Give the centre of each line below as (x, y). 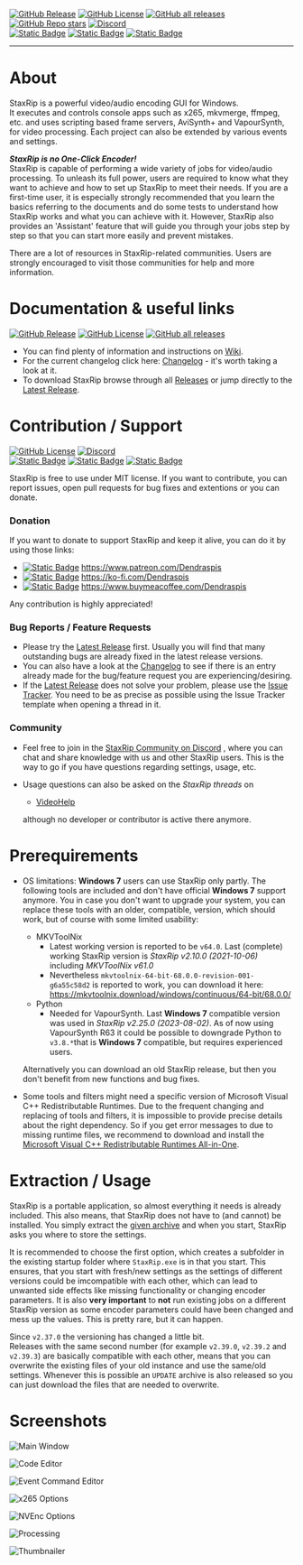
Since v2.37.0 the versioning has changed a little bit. (107, 1337)
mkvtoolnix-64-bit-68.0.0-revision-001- (178, 976)
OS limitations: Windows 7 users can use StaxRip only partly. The (144, 881)
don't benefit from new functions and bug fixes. (111, 1079)
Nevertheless (74, 975)
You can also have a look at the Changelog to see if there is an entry (149, 666)
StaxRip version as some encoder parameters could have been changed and (151, 1310)
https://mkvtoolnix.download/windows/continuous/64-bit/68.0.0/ (170, 994)
